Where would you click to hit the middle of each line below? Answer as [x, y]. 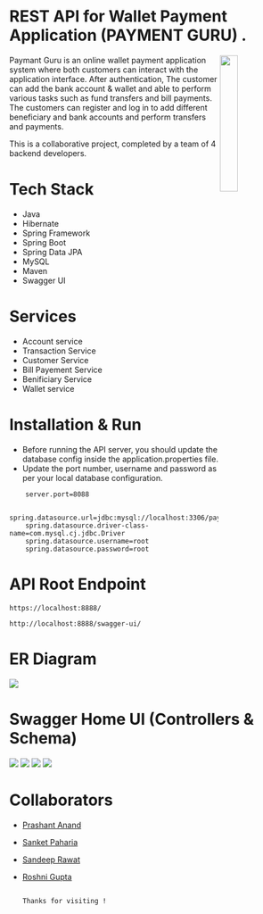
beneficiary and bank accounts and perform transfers [108, 117]
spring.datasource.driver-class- [87, 525]
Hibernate [41, 223]
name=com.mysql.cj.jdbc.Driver [67, 533]
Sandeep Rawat [51, 860]
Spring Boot [44, 242]
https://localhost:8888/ [55, 608]
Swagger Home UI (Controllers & [131, 719]
